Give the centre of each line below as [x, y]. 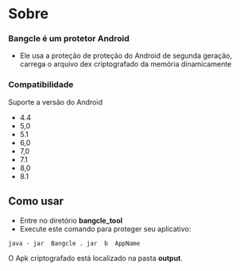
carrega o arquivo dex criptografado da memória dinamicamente [126, 64]
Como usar [36, 202]
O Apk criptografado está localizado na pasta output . [95, 258]
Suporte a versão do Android [56, 102]
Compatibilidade [41, 85]
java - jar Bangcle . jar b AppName [74, 243]
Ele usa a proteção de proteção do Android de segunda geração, [126, 55]
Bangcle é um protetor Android [69, 39]
